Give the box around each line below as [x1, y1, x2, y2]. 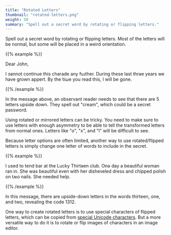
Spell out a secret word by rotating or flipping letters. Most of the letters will [5, 36, 165, 42]
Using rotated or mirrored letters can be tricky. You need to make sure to [5, 117, 159, 123]
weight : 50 [5, 17, 29, 22]
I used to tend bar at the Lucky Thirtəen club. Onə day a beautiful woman [5, 163, 160, 169]
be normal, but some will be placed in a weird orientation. [5, 41, 126, 48]
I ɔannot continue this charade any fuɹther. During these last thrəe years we [5, 71, 165, 77]
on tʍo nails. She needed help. [5, 174, 71, 180]
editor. [5, 225, 19, 231]
